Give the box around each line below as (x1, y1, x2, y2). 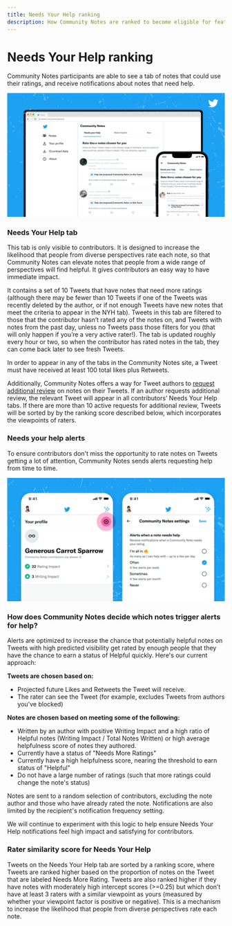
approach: (7, 659, 37, 667)
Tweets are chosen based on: (7, 672, 94, 680)
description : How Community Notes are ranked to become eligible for (7, 18, 212, 26)
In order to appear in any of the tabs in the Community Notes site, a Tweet (7, 359, 218, 367)
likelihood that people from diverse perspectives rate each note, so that (7, 251, 211, 259)
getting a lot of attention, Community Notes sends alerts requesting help (7, 456, 213, 465)
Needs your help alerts (7, 434, 85, 443)
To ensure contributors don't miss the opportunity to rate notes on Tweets (7, 449, 217, 457)
